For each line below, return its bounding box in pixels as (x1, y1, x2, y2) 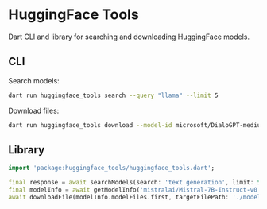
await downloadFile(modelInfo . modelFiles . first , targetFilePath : (8, 193, 229, 201)
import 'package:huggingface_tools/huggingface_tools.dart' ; (8, 164, 215, 172)
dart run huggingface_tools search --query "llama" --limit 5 (8, 91, 219, 99)
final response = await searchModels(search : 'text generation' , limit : (8, 179, 254, 187)
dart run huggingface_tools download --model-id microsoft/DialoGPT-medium (8, 121, 265, 129)
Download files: (8, 106, 60, 115)
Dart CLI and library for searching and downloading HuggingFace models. (8, 32, 250, 41)
